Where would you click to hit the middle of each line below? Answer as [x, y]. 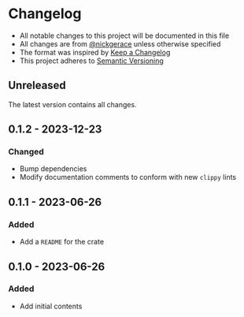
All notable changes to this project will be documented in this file [124, 35]
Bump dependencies [53, 169]
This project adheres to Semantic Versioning [91, 61]
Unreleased [37, 86]
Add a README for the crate [62, 242]
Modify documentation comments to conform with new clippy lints [128, 177]
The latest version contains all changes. [72, 104]
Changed [26, 152]
